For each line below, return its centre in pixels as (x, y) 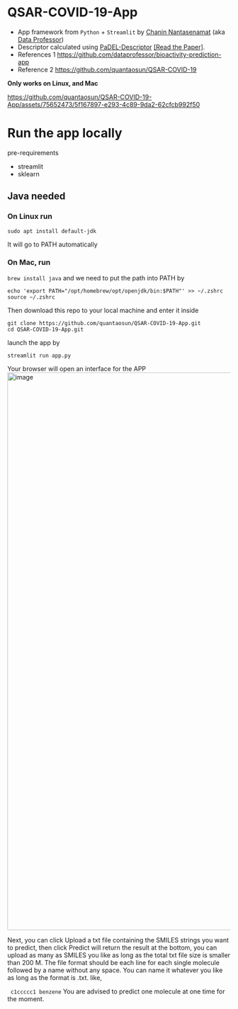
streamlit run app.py (39, 355)
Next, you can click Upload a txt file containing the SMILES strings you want (118, 940)
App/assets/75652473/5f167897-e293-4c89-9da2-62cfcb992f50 (104, 104)
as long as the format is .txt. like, (55, 977)
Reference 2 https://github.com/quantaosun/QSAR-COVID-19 (107, 69)
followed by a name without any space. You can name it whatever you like (115, 970)
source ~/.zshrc (31, 297)
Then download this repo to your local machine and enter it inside (103, 310)
